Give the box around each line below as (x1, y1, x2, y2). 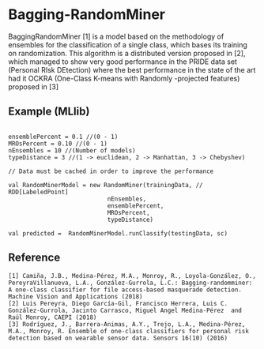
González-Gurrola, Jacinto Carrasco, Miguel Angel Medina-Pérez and (8, 306, 243, 314)
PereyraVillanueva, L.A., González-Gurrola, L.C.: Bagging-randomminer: (8, 279, 253, 287)
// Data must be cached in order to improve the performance (8, 167, 214, 175)
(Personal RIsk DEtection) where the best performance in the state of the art (8, 65, 256, 74)
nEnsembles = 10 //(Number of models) (8, 146, 136, 155)
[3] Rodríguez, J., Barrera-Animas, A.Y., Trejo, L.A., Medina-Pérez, (8, 320, 246, 328)
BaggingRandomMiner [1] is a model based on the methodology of (8, 32, 224, 41)
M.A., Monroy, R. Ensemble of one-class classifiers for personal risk (8, 327, 249, 335)
